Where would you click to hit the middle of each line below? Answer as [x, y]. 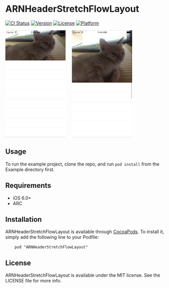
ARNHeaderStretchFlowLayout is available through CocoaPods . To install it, [85, 232]
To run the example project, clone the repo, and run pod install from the [82, 164]
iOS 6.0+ [22, 198]
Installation [24, 219]
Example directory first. [30, 169]
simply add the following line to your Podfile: [52, 237]
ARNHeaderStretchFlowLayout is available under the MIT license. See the [83, 275]
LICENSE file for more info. [34, 281]
